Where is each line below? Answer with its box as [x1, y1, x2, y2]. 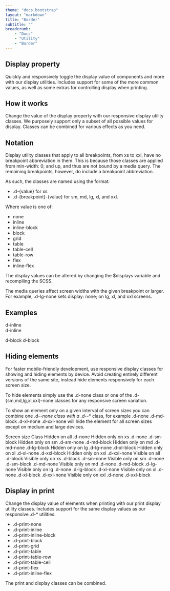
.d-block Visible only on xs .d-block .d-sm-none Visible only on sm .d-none [5, 455, 164, 461]
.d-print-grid [12, 543, 39, 549]
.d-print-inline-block [12, 532, 56, 538]
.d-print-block [12, 537, 42, 543]
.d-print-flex [12, 564, 39, 570]
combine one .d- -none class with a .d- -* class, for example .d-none [5, 413, 149, 419]
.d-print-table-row [12, 554, 51, 560]
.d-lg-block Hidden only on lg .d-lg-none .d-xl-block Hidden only [26, 444, 163, 451]
